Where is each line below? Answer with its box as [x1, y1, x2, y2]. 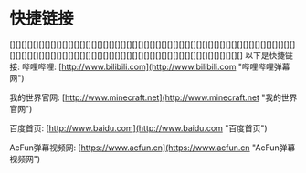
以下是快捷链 [245, 49, 294, 60]
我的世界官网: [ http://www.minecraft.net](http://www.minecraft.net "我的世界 [9, 92, 298, 103]
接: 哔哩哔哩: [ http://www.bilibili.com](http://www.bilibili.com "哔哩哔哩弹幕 [9, 61, 290, 72]
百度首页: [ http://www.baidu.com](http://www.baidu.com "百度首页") [9, 122, 268, 133]
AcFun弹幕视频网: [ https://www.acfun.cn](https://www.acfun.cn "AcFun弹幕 [9, 142, 296, 153]
